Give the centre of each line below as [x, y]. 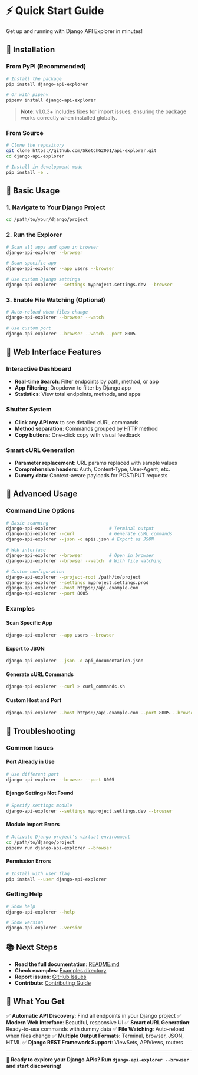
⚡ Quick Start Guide [55, 11]
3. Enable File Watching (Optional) [56, 299]
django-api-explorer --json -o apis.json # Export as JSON [80, 539]
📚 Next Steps [32, 947]
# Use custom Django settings [43, 279]
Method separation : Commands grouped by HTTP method [86, 428]
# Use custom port [29, 328]
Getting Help [24, 894]
